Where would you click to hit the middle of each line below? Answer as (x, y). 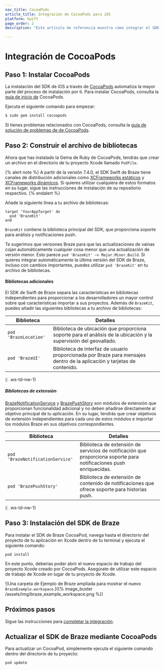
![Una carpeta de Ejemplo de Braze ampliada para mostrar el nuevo (73, 583)
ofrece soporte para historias (113, 489)
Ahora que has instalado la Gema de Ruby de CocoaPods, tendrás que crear (82, 157)
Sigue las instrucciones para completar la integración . (60, 621)
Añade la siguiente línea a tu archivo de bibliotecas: (57, 203)
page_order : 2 (20, 23)
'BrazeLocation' (27, 337)
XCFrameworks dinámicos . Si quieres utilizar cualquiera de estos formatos (80, 183)
